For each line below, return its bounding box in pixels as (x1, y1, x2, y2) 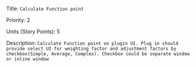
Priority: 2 (6, 17, 31, 23)
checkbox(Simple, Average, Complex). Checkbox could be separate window (6, 51, 190, 57)
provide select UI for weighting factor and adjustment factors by (6, 46, 177, 52)
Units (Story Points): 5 (6, 28, 61, 35)
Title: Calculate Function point (6, 5, 84, 12)
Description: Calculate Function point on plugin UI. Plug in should (6, 40, 179, 46)
